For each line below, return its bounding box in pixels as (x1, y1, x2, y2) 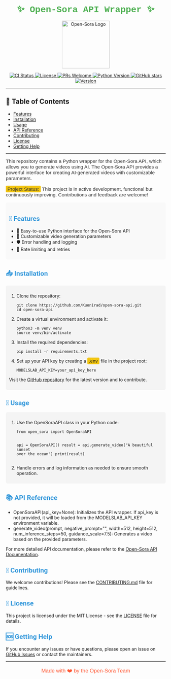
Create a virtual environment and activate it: (16, 316, 108, 322)
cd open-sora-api (16, 307, 53, 312)
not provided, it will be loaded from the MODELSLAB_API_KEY (13, 515, 143, 521)
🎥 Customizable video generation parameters (16, 233, 111, 239)
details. (6, 618, 21, 624)
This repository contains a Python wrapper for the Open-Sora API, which (6, 158, 162, 164)
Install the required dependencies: (16, 339, 88, 345)
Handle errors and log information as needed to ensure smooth (16, 465, 149, 471)
